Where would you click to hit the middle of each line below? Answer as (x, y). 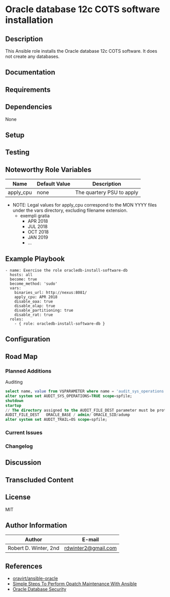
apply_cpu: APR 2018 (36, 297)
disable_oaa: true (34, 302)
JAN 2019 (38, 238)
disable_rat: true (34, 315)
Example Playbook (35, 259)
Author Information (36, 526)
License (18, 497)
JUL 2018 (38, 226)
